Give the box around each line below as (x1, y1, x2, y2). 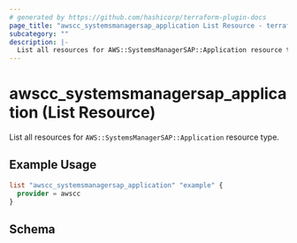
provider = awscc (17, 189, 81, 198)
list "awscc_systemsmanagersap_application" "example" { (9, 180, 224, 190)
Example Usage (9, 157, 97, 172)
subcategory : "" (9, 29, 69, 38)
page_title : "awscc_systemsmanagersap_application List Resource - (9, 21, 263, 30)
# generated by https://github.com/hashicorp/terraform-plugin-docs (9, 12, 267, 22)
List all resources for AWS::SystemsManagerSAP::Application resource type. (9, 132, 280, 142)
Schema (9, 222, 56, 237)
